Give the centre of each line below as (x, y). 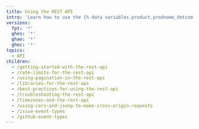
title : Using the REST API (40, 12)
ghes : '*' (24, 34)
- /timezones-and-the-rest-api (50, 100)
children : (18, 61)
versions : (18, 23)
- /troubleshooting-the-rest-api (53, 95)
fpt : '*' (22, 28)
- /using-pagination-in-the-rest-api (58, 78)
